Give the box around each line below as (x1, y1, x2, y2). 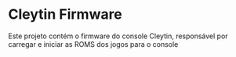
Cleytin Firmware (8, 5, 123, 23)
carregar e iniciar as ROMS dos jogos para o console (8, 39, 179, 48)
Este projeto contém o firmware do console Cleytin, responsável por (8, 31, 229, 41)
